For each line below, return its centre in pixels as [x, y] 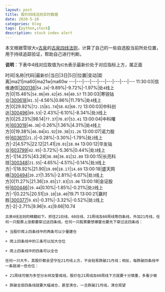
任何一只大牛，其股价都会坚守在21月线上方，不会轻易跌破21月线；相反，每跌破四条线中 [82, 261]
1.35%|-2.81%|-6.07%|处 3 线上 [73, 175]
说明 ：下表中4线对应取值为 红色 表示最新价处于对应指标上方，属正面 [74, 65]
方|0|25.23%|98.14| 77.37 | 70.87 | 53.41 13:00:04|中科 [58, 119]
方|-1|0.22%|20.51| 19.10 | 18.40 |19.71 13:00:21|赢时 [56, 194]
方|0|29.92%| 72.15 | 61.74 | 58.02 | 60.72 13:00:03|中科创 [60, 106]
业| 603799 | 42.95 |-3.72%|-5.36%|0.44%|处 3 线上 [55, 150]
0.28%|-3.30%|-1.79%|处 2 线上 [71, 138]
